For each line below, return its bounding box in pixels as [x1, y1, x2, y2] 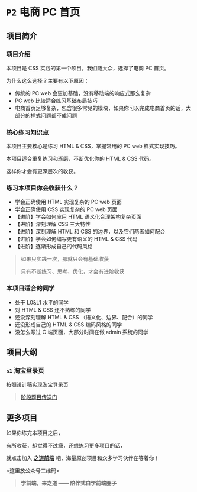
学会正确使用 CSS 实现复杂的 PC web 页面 [14, 206, 118, 213]
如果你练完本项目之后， [6, 429, 63, 436]
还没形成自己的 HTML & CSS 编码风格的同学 [14, 321, 122, 328]
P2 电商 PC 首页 [6, 5, 80, 19]
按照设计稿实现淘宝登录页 [6, 381, 69, 388]
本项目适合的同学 [6, 284, 55, 293]
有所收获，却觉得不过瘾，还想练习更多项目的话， [6, 442, 125, 449]
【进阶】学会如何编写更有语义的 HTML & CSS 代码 [14, 235, 138, 242]
